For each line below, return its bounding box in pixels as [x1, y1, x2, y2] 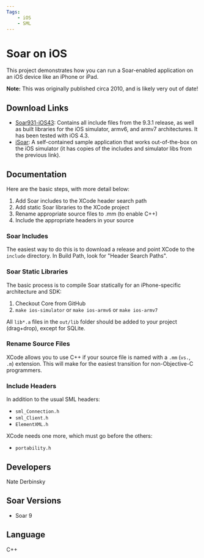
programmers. [6, 366, 43, 374]
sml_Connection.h [15, 408, 60, 415]
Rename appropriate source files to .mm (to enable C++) [15, 210, 158, 217]
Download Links [6, 103, 69, 113]
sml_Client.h [15, 415, 49, 421]
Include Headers [6, 382, 57, 390]
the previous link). [15, 151, 61, 159]
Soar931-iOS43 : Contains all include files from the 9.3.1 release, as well [15, 119, 194, 126]
